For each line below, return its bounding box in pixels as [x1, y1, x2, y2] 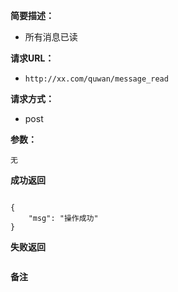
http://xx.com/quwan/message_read [24, 74, 169, 84]
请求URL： [10, 52, 55, 64]
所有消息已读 [24, 31, 78, 43]
